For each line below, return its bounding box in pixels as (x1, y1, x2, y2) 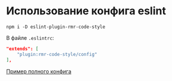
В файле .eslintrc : (6, 34, 54, 41)
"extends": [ (6, 46, 39, 52)
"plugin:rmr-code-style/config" (17, 51, 97, 57)
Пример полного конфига (6, 67, 72, 75)
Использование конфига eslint (6, 4, 166, 18)
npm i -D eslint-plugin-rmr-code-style (6, 24, 106, 30)
